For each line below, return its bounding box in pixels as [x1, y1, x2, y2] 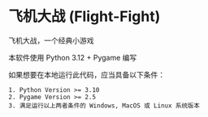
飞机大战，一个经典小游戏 [8, 36, 94, 45]
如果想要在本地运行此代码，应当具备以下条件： [8, 69, 165, 79]
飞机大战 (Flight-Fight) [8, 7, 161, 26]
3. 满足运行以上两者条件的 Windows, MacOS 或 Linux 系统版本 [8, 102, 201, 110]
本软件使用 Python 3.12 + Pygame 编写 [8, 52, 137, 62]
